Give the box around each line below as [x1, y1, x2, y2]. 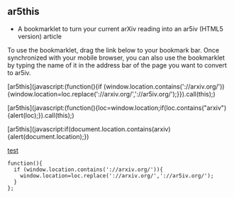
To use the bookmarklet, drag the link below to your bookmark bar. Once [7, 45, 220, 54]
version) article [17, 32, 62, 40]
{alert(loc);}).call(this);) [7, 111, 74, 119]
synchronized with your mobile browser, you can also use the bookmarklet [7, 53, 225, 62]
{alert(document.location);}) [7, 132, 89, 141]
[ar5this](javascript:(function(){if [7, 82, 103, 91]
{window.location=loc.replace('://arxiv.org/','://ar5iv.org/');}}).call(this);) [7, 89, 216, 98]
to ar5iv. [7, 68, 31, 77]
